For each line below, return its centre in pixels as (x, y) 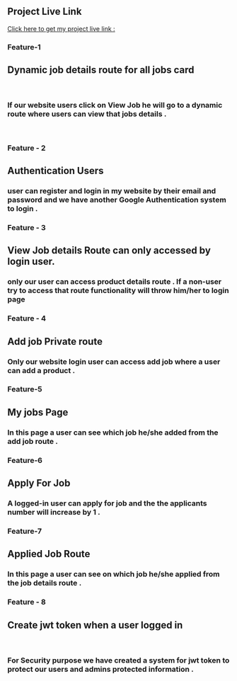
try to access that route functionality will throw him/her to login (118, 291)
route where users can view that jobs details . (87, 114)
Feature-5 (25, 389)
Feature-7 (25, 531)
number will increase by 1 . (54, 513)
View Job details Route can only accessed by (109, 251)
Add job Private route (55, 342)
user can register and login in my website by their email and (112, 191)
